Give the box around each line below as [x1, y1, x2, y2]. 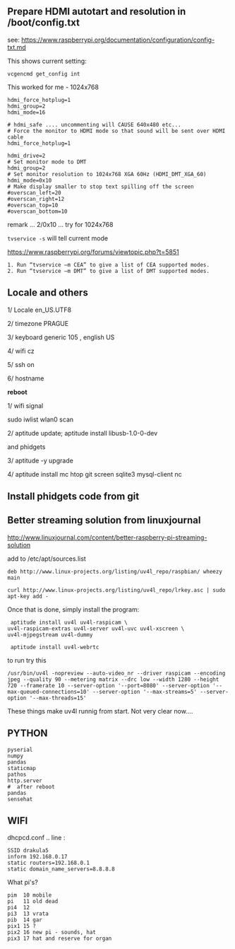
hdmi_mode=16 [7, 109, 46, 116]
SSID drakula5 [7, 847, 49, 854]
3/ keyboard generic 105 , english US [7, 332, 115, 342]
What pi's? [7, 878, 39, 887]
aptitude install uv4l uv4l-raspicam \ [10, 619, 128, 626]
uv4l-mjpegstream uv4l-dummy [7, 631, 93, 639]
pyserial [7, 746, 33, 753]
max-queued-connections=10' [7, 688, 90, 695]
